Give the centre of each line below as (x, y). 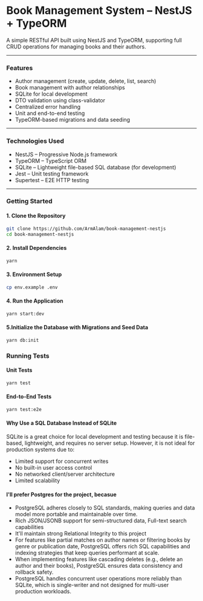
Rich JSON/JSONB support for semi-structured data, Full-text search (101, 521)
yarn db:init (23, 340)
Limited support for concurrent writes (62, 461)
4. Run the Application (35, 301)
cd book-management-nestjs (40, 234)
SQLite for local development (51, 94)
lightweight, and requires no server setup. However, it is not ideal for (110, 443)
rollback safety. (34, 572)
